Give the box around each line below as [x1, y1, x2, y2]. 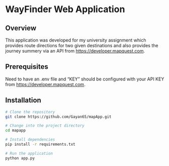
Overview [5, 24, 37, 32]
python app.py [5, 155, 35, 160]
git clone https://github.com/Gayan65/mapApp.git [5, 114, 112, 119]
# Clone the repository [5, 109, 55, 114]
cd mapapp [5, 128, 26, 133]
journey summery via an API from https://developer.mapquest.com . [5, 48, 145, 54]
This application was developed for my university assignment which [5, 37, 146, 43]
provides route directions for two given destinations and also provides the [5, 43, 158, 49]
